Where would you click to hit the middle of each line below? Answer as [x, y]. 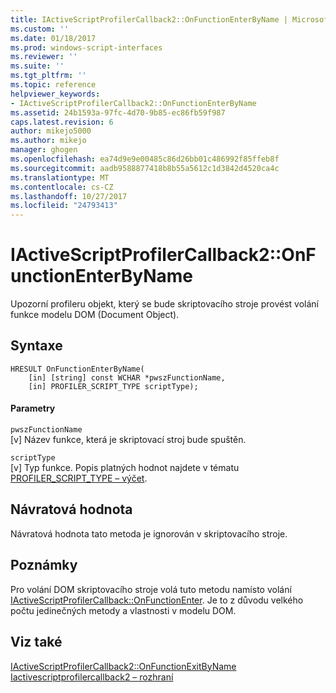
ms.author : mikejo [48, 141]
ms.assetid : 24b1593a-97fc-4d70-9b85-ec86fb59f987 [118, 112]
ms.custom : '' [40, 29]
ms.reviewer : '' [44, 57]
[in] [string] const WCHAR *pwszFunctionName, [127, 377]
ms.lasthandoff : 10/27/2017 [69, 196]
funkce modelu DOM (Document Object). [95, 315]
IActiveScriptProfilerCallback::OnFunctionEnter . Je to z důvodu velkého [157, 600]
